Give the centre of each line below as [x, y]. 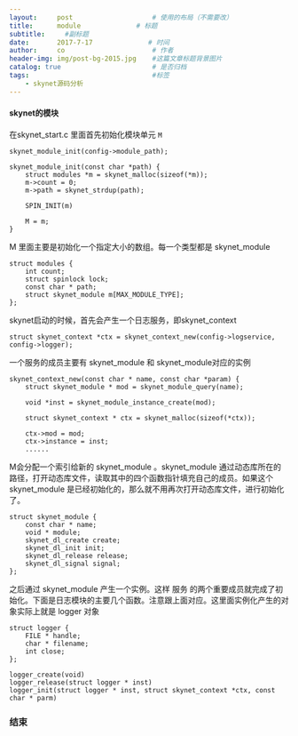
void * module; [53, 532]
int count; [45, 271]
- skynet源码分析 [55, 84]
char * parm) [33, 698]
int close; [45, 651]
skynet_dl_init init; [65, 548]
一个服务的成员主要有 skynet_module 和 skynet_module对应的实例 [130, 362]
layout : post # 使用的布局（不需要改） [121, 17]
